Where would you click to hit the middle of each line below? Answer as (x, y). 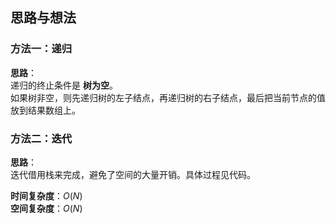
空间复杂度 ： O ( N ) (46, 208)
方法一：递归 (41, 49)
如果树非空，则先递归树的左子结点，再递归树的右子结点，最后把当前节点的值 (168, 97)
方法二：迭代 (41, 138)
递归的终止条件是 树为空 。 (64, 85)
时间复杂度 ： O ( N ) (46, 195)
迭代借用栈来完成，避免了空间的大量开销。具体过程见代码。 (133, 174)
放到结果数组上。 (45, 110)
